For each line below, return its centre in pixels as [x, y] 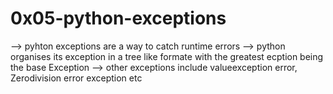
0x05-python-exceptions [118, 18]
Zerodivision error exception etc [76, 78]
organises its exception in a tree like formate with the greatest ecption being [167, 56]
